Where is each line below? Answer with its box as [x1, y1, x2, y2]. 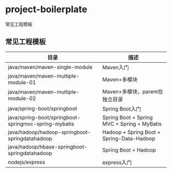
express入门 [102, 159, 132, 166]
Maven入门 [102, 64, 130, 71]
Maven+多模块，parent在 [102, 88, 164, 95]
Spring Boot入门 [102, 105, 141, 112]
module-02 [8, 94, 36, 102]
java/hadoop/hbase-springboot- [8, 143, 88, 150]
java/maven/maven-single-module [8, 63, 93, 70]
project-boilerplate [5, 4, 88, 15]
